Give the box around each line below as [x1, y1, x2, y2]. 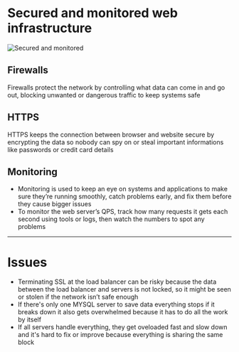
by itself [17, 315, 41, 324]
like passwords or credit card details [7, 145, 114, 154]
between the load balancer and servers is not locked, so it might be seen [17, 285, 231, 294]
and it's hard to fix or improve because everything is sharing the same [17, 331, 223, 339]
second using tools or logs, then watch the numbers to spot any [17, 215, 205, 223]
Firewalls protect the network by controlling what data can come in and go [7, 83, 225, 92]
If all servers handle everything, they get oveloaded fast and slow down [17, 323, 228, 331]
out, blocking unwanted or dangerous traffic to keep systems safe [7, 90, 201, 99]
